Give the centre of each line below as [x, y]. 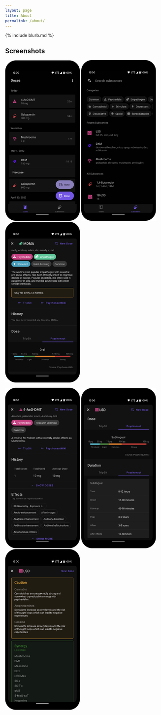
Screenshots [25, 51]
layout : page [18, 10]
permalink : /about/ [25, 21]
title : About [18, 16]
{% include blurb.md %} [30, 35]
